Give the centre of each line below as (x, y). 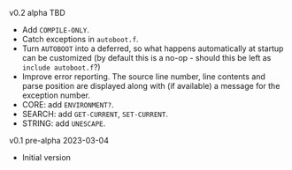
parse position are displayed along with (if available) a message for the (151, 86)
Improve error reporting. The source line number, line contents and (143, 77)
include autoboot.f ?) (61, 67)
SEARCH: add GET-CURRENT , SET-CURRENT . (95, 114)
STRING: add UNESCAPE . (64, 123)
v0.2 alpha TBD (38, 13)
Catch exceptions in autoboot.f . (80, 39)
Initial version (46, 157)
